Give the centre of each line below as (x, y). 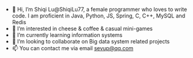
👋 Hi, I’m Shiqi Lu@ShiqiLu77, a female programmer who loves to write (100, 9)
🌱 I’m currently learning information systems (67, 35)
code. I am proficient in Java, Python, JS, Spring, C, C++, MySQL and (99, 16)
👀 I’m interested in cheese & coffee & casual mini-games (82, 28)
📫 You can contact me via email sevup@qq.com (73, 48)
